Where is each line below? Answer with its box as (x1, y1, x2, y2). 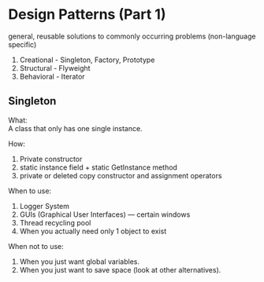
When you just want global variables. (19, 257, 140, 266)
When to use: (8, 186, 52, 196)
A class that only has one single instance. (8, 123, 143, 133)
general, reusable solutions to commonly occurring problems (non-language (8, 31, 256, 41)
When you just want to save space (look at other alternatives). (19, 265, 221, 274)
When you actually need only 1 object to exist (19, 226, 167, 236)
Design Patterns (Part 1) (8, 5, 166, 24)
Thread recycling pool (19, 218, 91, 227)
